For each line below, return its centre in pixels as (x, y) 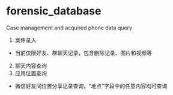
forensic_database (54, 11)
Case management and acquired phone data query (69, 28)
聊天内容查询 (31, 66)
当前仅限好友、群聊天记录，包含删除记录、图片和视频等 (83, 53)
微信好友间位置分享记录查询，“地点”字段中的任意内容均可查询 (91, 86)
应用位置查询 (31, 73)
